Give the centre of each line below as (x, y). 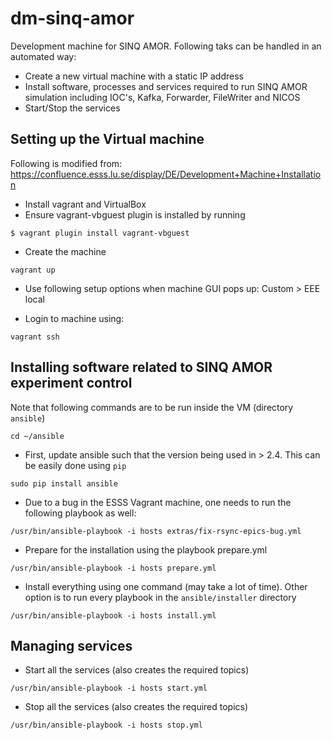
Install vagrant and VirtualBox (85, 204)
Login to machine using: (74, 318)
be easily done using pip (75, 465)
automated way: (43, 56)
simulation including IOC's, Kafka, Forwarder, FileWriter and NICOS (162, 97)
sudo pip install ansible (64, 483)
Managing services (71, 645)
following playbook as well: (80, 513)
